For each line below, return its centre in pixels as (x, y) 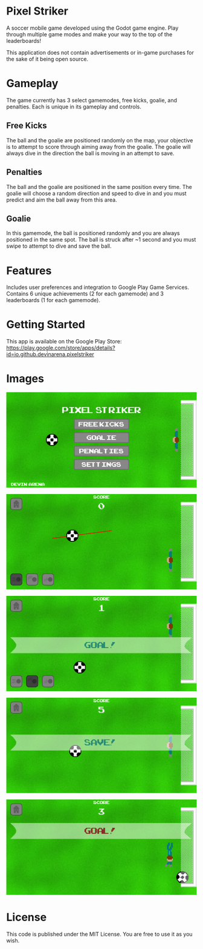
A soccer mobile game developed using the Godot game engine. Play (92, 28)
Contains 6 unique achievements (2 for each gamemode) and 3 (85, 294)
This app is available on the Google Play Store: (64, 342)
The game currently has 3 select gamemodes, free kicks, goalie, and (92, 100)
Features (29, 270)
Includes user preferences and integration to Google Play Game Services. (98, 287)
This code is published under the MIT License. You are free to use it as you (99, 934)
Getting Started (46, 325)
